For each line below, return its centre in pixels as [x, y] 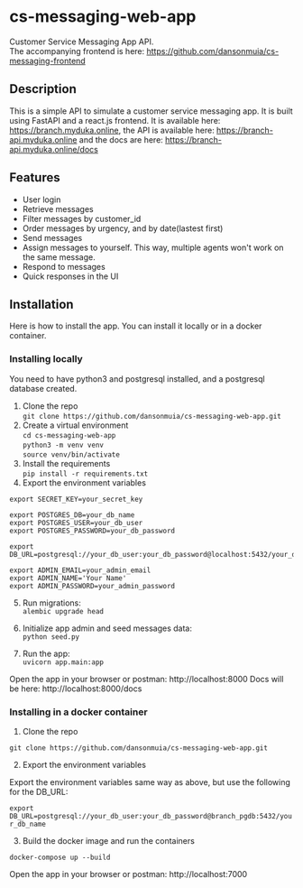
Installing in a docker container [78, 712]
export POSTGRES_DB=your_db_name [72, 515]
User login [41, 199]
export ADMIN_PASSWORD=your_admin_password [92, 586]
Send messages [52, 237]
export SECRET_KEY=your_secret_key [76, 499]
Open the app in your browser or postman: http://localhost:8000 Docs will [147, 679]
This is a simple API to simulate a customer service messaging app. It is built [151, 111]
